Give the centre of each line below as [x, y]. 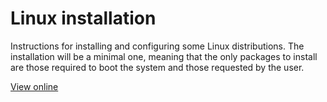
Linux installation [83, 18]
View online [34, 86]
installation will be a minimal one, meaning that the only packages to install [164, 56]
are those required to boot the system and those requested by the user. [157, 67]
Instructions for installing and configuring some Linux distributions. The [157, 46]
